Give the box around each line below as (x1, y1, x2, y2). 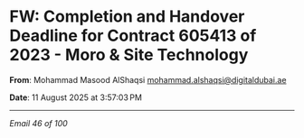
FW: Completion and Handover (9, 6, 245, 27)
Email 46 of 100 (9, 117, 68, 128)
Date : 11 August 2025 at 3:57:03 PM (9, 92, 143, 103)
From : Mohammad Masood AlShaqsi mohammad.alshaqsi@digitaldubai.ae (9, 74, 287, 85)
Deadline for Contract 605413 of (9, 25, 257, 46)
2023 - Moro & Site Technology (9, 45, 249, 65)
